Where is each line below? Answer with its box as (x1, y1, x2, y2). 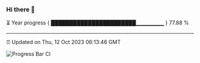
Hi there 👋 (6, 5, 36, 14)
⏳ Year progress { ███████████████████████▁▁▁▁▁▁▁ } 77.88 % (6, 19, 189, 26)
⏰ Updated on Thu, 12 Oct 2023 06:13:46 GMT (6, 39, 121, 46)
